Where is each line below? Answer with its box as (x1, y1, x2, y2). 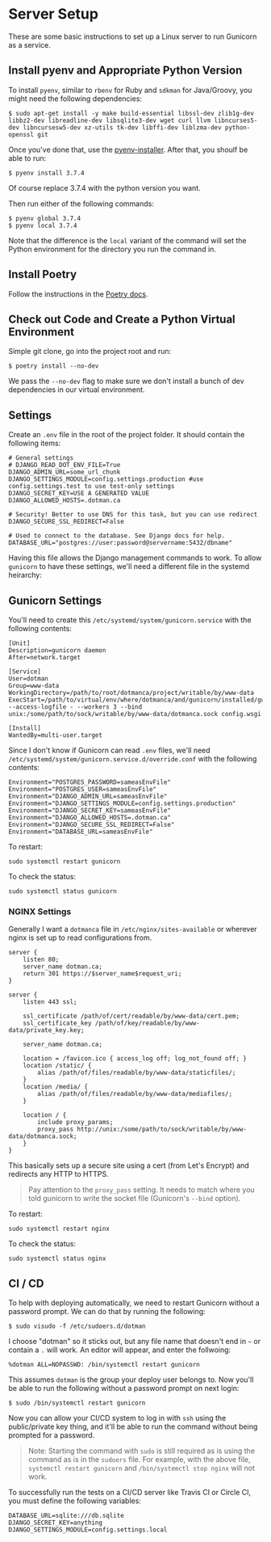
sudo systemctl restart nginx (8, 1225, 110, 1233)
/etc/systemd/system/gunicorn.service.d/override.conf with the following (8, 754, 257, 764)
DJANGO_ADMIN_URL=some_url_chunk (8, 468, 121, 477)
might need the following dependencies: (8, 94, 143, 103)
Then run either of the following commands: (8, 199, 155, 209)
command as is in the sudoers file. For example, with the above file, (27, 1455, 252, 1464)
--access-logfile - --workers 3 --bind (8, 703, 143, 711)
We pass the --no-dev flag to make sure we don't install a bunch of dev (8, 377, 244, 386)
